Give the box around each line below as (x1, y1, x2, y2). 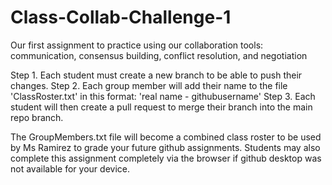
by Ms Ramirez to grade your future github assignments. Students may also (10, 141, 321, 153)
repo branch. (10, 111, 64, 123)
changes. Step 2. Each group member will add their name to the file (10, 79, 288, 91)
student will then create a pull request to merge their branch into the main (10, 101, 313, 113)
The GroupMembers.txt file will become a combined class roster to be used (10, 131, 322, 143)
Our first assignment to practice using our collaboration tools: (10, 39, 264, 51)
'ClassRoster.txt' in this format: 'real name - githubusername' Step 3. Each (10, 90, 316, 102)
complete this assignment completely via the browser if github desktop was (10, 152, 322, 164)
